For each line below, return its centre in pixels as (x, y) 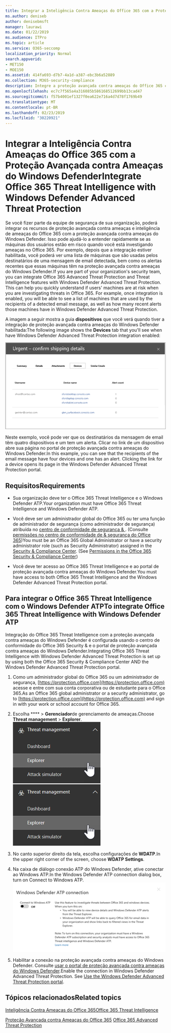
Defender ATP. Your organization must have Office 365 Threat (77, 503)
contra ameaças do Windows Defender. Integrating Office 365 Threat (77, 651)
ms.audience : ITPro (26, 38)
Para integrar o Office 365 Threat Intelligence (79, 599)
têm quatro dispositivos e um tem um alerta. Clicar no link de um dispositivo (85, 443)
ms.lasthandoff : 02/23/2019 (35, 113)
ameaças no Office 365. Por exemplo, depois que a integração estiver (78, 250)
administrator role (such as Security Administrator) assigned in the (82, 546)
